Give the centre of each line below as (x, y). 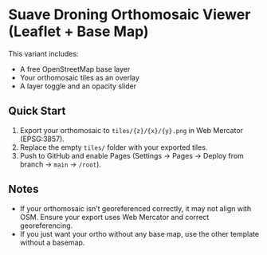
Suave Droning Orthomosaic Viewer (130, 15)
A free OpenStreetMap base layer (75, 69)
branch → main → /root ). (61, 164)
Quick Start (37, 111)
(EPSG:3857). (42, 139)
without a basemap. (52, 242)
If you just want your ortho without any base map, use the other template (139, 233)
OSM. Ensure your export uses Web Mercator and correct (114, 217)
